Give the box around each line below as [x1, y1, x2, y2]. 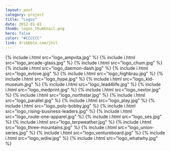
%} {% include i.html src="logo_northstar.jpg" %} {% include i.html [5, 92, 146, 98]
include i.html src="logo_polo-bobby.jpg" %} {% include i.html [5, 102, 136, 109]
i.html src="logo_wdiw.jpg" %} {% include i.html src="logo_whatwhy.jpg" [5, 135, 158, 141]
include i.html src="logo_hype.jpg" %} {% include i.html [5, 75, 122, 82]
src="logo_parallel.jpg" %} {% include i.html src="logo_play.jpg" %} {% [5, 97, 155, 103]
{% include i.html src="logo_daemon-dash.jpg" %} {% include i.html [5, 65, 148, 71]
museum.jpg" [5, 81, 33, 87]
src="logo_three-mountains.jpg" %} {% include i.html [5, 124, 117, 130]
